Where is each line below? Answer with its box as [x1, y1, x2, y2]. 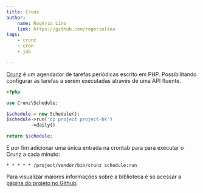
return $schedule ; [6, 133, 53, 139]
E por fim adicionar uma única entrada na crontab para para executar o [6, 144, 184, 151]
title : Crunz [6, 9, 40, 15]
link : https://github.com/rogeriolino [17, 26, 115, 32]
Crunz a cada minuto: [6, 150, 60, 158]
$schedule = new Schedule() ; [6, 111, 80, 117]
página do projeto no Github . [6, 180, 78, 186]
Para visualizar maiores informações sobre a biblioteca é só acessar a [6, 173, 182, 180]
